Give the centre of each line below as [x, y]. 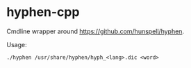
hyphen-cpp [43, 12]
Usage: [17, 44]
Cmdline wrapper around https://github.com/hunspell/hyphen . [95, 31]
